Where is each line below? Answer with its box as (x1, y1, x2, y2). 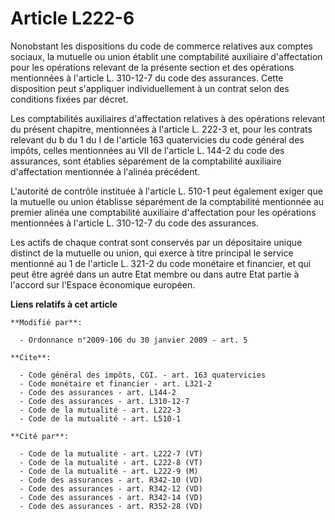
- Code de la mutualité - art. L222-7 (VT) (19, 448, 203, 459)
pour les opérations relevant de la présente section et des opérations (10, 61, 295, 73)
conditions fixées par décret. (10, 93, 129, 105)
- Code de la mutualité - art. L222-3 (19, 405, 182, 415)
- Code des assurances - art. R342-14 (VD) (19, 492, 203, 502)
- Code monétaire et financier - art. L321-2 (19, 378, 213, 389)
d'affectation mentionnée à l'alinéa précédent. (10, 165, 201, 177)
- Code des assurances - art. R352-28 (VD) (19, 501, 203, 511)
